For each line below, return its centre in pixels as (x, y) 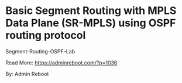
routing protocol (46, 35)
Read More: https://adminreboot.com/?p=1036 (61, 63)
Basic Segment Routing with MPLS (91, 11)
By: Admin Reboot (27, 74)
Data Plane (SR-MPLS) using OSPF (91, 23)
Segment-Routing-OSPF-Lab (40, 51)
